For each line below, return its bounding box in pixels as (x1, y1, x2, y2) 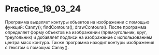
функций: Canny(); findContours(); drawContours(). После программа (5, 24, 146, 30)
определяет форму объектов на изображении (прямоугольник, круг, (5, 29, 147, 35)
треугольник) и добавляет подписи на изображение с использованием (5, 34, 153, 40)
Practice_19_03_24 (5, 3, 81, 14)
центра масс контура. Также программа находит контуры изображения (5, 39, 155, 45)
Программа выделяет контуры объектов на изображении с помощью (5, 19, 150, 25)
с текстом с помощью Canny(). (5, 44, 69, 50)
